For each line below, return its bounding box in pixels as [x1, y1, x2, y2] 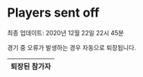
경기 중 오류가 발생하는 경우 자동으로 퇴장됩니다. [7, 43, 137, 51]
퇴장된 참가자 [10, 61, 51, 71]
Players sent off [7, 5, 100, 21]
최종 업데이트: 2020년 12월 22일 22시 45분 [7, 28, 124, 37]
